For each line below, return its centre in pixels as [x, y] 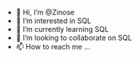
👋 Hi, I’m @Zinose [45, 12]
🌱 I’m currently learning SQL [62, 29]
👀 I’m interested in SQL [54, 21]
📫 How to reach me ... [53, 47]
